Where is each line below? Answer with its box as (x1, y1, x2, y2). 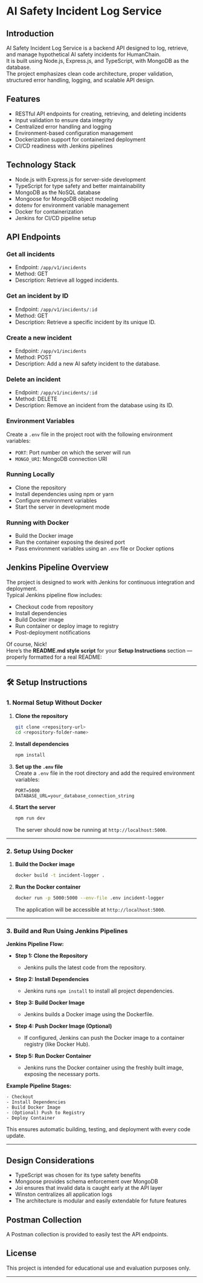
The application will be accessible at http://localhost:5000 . (14, 906, 166, 913)
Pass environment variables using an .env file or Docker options (14, 545, 174, 552)
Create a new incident (6, 333, 72, 342)
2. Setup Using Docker (6, 847, 74, 855)
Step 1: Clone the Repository (14, 952, 88, 959)
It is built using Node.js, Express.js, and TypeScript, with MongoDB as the (6, 57, 189, 64)
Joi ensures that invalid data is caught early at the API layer (14, 1184, 163, 1192)
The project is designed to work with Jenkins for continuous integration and (6, 578, 195, 586)
